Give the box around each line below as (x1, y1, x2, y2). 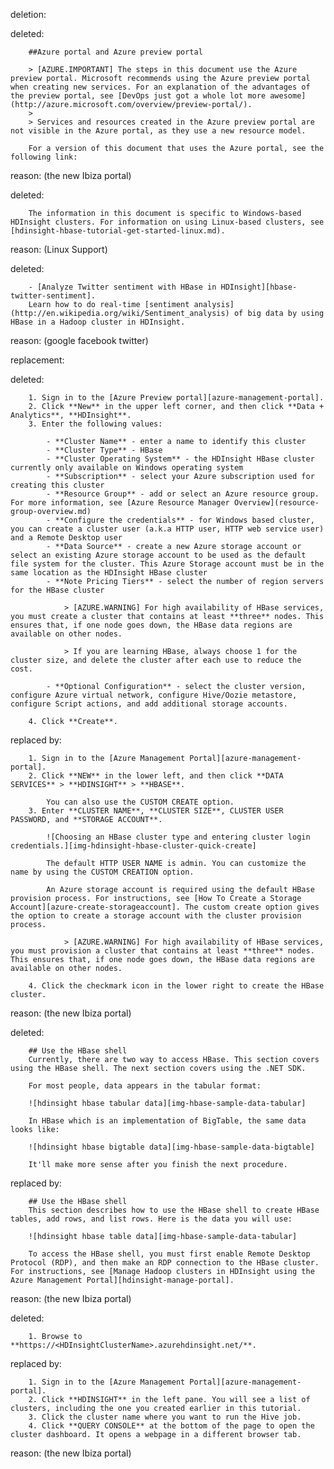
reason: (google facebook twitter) (10, 335, 149, 346)
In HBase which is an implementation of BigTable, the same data (28, 1116, 307, 1126)
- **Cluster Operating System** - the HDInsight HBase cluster (46, 454, 315, 464)
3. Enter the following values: (28, 419, 163, 429)
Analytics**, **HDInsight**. (10, 410, 132, 420)
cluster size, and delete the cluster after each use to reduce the (10, 655, 302, 665)
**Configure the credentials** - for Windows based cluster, (54, 515, 315, 525)
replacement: (10, 354, 65, 366)
